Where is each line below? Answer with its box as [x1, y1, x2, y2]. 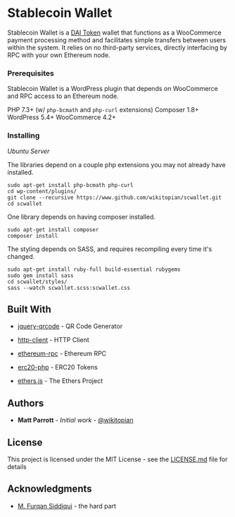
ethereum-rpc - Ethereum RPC [17, 349, 107, 358]
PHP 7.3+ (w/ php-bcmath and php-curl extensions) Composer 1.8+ [7, 106, 199, 114]
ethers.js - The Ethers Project [17, 377, 103, 385]
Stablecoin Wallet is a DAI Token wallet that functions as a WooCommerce [7, 28, 222, 37]
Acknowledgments [7, 483, 93, 495]
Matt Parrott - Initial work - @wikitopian [17, 416, 134, 425]
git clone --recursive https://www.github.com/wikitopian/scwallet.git [7, 194, 222, 201]
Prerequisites [7, 68, 54, 78]
